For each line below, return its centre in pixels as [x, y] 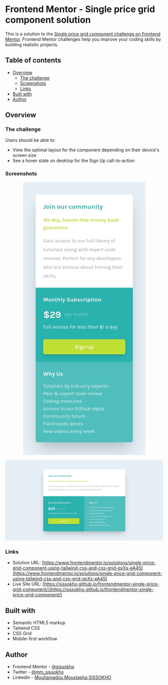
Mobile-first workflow [35, 639]
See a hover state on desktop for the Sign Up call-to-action [73, 161]
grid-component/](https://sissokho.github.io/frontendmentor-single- [83, 589]
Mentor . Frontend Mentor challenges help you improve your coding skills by [83, 39]
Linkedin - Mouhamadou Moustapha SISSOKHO [62, 677]
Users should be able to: [31, 140]
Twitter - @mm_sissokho [38, 672]
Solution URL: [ [28, 563]
